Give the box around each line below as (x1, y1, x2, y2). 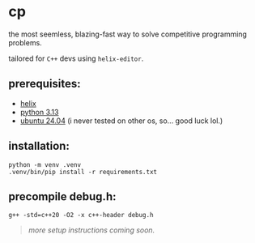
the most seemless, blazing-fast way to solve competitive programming (8, 29, 247, 39)
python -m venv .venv (8, 160, 82, 168)
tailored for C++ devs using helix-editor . (8, 53, 144, 63)
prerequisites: (8, 77, 81, 91)
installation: (8, 139, 70, 153)
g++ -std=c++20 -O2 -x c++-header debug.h (8, 211, 154, 220)
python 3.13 (19, 107, 59, 117)
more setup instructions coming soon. (28, 225, 155, 235)
